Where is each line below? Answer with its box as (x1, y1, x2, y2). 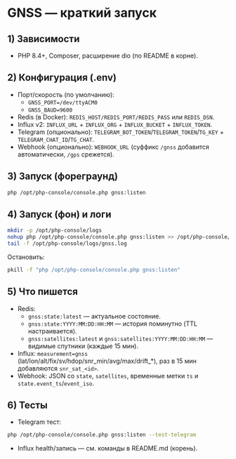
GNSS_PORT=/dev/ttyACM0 (27, 99, 98, 106)
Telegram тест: (17, 418, 62, 426)
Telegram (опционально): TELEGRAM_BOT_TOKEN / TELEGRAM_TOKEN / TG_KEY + (17, 128, 225, 136)
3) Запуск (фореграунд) (7, 171, 118, 182)
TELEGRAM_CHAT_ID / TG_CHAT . (17, 135, 95, 143)
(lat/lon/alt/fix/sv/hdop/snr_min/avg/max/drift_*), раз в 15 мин (17, 357, 197, 365)
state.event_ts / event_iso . (17, 379, 95, 387)
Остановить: (7, 253, 45, 261)
